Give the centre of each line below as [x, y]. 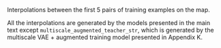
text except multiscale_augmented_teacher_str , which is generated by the [110, 30]
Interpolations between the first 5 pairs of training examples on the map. [108, 10]
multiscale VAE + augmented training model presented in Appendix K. [105, 37]
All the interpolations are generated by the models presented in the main [108, 23]
